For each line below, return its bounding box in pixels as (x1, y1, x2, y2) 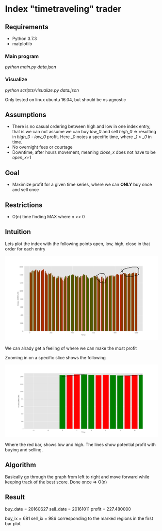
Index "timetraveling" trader (5, 3, 122, 15)
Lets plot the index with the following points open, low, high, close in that (5, 241, 150, 247)
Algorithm (5, 461, 36, 469)
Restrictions (5, 201, 43, 209)
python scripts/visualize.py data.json (5, 87, 79, 93)
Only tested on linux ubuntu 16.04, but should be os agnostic (5, 96, 126, 103)
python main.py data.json (5, 64, 57, 70)
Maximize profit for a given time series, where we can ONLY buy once (12, 181, 152, 188)
